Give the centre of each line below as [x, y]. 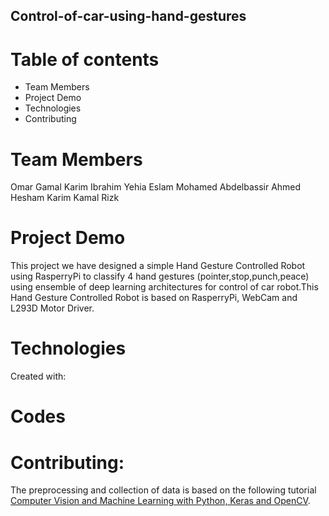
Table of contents [85, 59]
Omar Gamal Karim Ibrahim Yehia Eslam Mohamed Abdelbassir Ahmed [156, 187]
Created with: [38, 376]
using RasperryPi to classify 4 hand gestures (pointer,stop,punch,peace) [160, 276]
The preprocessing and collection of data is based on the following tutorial [163, 490]
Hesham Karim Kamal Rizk [65, 198]
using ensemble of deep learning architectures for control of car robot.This [164, 287]
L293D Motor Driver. [52, 308]
